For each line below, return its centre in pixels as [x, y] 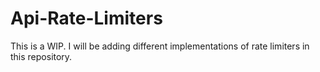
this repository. [41, 56]
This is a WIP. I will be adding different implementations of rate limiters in [160, 46]
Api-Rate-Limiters [86, 18]
